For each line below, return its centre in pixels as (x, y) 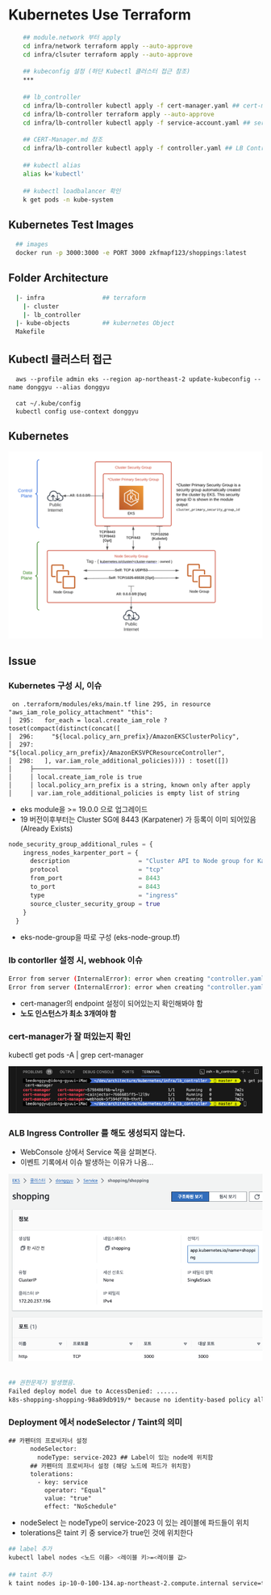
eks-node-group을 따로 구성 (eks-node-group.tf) (100, 937)
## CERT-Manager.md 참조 (63, 140)
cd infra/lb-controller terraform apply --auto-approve (119, 114)
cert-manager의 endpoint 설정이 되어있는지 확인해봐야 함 (111, 1004)
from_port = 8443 (95, 878)
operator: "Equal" (75, 1491)
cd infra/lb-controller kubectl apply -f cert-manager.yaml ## (131, 106)
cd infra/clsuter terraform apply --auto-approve (108, 54)
